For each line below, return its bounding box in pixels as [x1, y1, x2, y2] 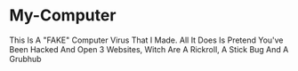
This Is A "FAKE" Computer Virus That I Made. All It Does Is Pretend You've [9, 35, 284, 45]
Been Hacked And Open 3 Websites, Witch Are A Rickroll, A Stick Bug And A [9, 43, 289, 54]
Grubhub [9, 53, 42, 64]
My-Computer [9, 5, 117, 26]
